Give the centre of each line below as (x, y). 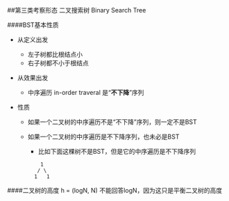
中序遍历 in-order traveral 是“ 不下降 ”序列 (86, 93)
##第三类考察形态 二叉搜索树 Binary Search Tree (77, 10)
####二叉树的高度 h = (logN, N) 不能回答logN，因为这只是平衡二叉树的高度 (115, 190)
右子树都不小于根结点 (58, 63)
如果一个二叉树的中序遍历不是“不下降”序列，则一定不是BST (112, 122)
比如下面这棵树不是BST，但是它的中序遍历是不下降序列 (117, 151)
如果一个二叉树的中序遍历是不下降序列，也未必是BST (103, 137)
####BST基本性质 (33, 25)
